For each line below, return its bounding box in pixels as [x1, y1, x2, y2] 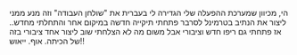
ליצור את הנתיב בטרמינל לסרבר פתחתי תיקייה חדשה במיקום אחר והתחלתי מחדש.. [9, 17, 287, 27]
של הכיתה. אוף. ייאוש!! [9, 35, 85, 46]
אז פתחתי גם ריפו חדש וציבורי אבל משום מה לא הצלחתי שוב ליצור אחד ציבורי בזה [9, 27, 282, 36]
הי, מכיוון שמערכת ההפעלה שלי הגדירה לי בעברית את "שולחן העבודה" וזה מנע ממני [9, 8, 288, 18]
